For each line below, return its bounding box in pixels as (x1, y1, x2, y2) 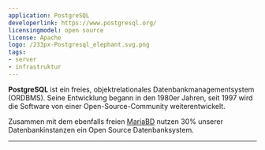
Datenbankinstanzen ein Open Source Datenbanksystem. (8, 125, 195, 134)
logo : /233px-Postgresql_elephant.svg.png (8, 41, 150, 49)
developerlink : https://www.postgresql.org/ (8, 19, 157, 27)
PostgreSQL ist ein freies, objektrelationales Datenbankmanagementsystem (8, 84, 255, 94)
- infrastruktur (8, 63, 62, 71)
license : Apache (8, 33, 62, 42)
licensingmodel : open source (8, 26, 104, 34)
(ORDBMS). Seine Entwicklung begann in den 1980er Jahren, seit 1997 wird (8, 92, 253, 103)
